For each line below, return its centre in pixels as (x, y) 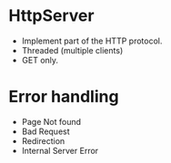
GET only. (40, 60)
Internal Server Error (60, 150)
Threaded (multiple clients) (72, 50)
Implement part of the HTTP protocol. (92, 41)
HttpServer (51, 16)
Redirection (43, 140)
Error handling (64, 97)
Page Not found (51, 121)
